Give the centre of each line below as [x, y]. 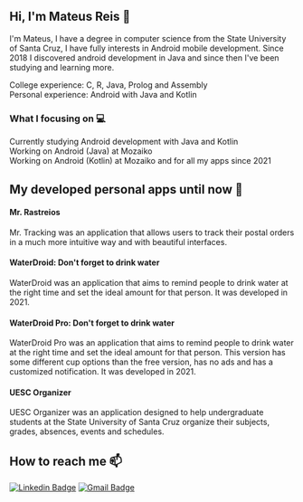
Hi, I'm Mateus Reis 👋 [70, 17]
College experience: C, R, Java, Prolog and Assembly [109, 85]
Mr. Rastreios [35, 213]
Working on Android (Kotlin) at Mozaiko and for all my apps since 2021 [140, 161]
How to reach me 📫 [66, 461]
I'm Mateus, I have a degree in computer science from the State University [148, 38]
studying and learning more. [62, 67]
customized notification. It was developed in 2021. [103, 372]
